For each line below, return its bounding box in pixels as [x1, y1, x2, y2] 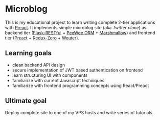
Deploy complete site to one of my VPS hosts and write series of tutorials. [5, 109, 154, 115]
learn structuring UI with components [12, 72, 88, 78]
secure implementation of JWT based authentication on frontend [12, 67, 143, 73]
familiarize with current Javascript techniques [12, 77, 105, 83]
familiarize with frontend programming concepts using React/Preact [12, 83, 149, 88]
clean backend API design [12, 62, 65, 68]
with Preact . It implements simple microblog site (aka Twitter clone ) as [5, 24, 147, 30]
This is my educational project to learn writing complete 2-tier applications [5, 19, 156, 25]
